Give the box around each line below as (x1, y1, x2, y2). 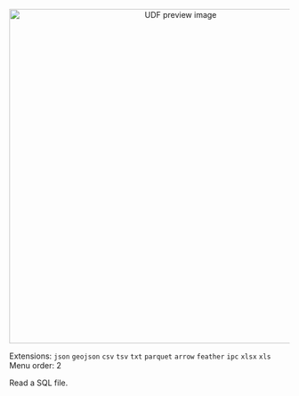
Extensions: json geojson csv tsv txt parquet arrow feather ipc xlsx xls (9, 351, 271, 361)
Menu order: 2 (9, 360, 62, 370)
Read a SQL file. (9, 377, 69, 388)
